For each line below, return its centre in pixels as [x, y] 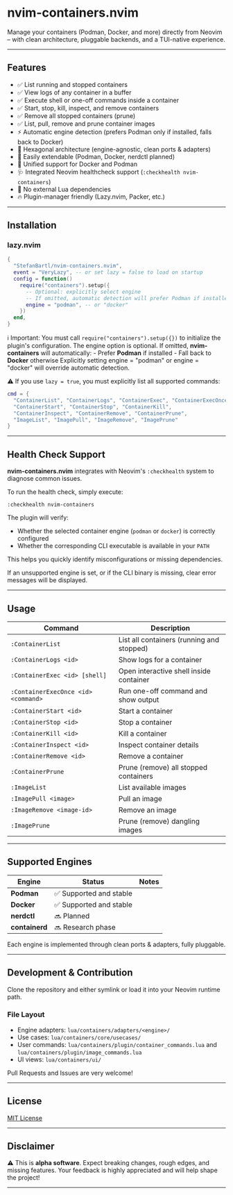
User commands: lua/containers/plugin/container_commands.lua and [117, 1044]
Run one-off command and [163, 691]
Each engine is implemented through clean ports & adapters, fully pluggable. [116, 944]
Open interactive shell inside [165, 670]
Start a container [146, 711]
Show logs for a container [160, 659]
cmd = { [18, 394]
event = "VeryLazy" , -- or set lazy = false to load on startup [108, 272]
